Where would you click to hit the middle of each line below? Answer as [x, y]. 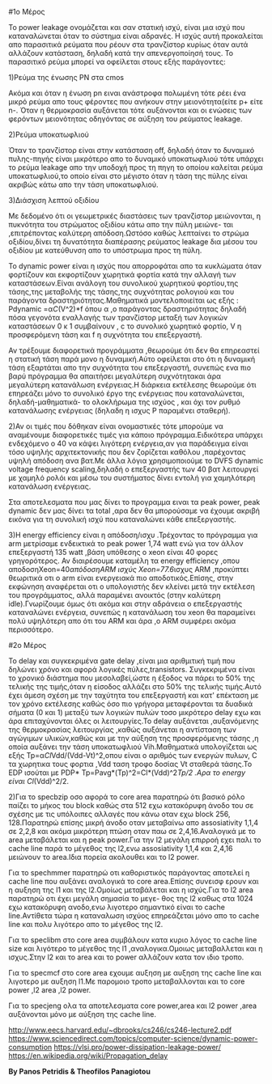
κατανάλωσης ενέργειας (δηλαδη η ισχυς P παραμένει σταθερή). [119, 411]
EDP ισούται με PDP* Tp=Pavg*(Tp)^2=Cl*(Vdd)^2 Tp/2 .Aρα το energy [127, 773]
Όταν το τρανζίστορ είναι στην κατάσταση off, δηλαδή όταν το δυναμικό [132, 150]
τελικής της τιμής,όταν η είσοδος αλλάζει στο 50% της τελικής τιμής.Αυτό [135, 686]
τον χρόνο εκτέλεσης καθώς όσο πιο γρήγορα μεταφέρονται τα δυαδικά [131, 704]
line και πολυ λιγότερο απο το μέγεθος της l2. [86, 924]
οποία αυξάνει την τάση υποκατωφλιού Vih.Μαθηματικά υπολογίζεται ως [133, 747]
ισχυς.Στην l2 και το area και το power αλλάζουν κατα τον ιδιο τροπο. [126, 957]
